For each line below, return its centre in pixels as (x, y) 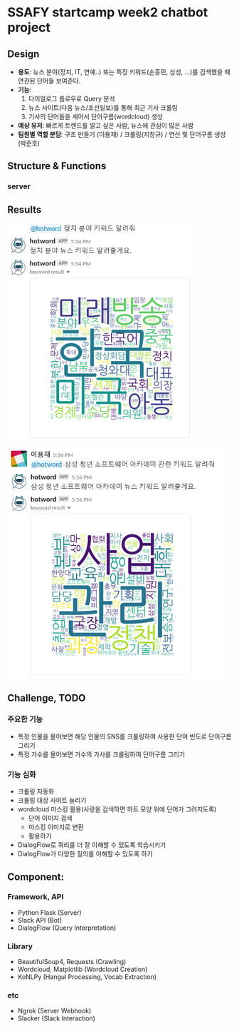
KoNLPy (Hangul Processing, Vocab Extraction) (87, 977)
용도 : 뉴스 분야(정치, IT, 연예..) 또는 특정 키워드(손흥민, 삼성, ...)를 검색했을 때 (124, 72)
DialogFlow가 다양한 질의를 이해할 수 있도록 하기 (85, 854)
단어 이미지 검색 (50, 818)
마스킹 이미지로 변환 (56, 827)
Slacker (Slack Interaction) (57, 1018)
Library (20, 946)
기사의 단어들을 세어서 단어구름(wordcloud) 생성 (96, 116)
